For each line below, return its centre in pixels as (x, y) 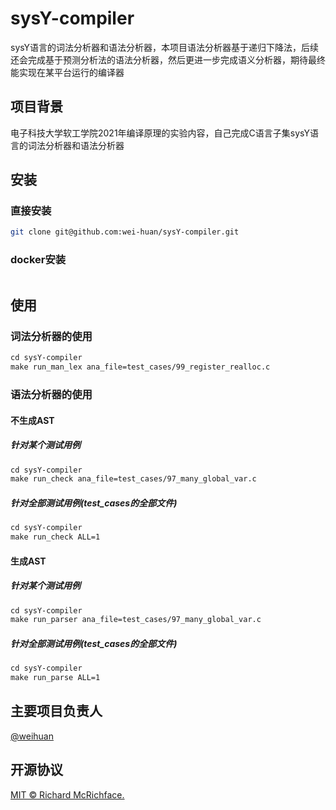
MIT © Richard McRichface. (67, 794)
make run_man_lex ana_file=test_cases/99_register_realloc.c (140, 367)
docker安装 (38, 260)
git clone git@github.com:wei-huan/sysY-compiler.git (125, 232)
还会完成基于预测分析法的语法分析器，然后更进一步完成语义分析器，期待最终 (168, 59)
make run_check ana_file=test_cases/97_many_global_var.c (133, 479)
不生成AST (32, 420)
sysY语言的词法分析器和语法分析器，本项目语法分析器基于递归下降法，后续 (165, 47)
